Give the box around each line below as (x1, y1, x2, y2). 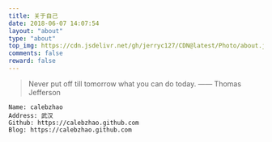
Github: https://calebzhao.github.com (8, 119, 139, 127)
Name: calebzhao (8, 102, 63, 111)
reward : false (8, 57, 57, 65)
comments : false (8, 49, 63, 57)
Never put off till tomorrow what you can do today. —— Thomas (28, 78, 241, 89)
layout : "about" (8, 27, 63, 35)
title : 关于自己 (8, 11, 58, 20)
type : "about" (8, 34, 57, 43)
